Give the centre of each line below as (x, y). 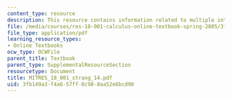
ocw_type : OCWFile (33, 52)
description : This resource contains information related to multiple (111, 20)
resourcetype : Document (41, 71)
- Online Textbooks (35, 46)
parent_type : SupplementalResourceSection (69, 65)
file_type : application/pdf (48, 33)
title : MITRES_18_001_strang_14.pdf (60, 78)
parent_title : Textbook (41, 59)
